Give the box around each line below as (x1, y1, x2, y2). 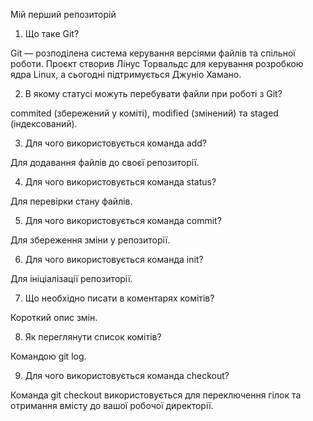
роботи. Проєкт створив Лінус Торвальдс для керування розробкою (10, 58, 304, 69)
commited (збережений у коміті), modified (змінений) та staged (10, 107, 279, 119)
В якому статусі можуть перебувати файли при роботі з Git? (24, 88, 283, 99)
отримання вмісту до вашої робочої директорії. (10, 400, 214, 411)
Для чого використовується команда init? (24, 254, 204, 265)
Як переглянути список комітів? (24, 331, 162, 343)
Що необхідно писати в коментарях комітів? (24, 292, 215, 304)
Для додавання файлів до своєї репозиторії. (10, 157, 200, 168)
